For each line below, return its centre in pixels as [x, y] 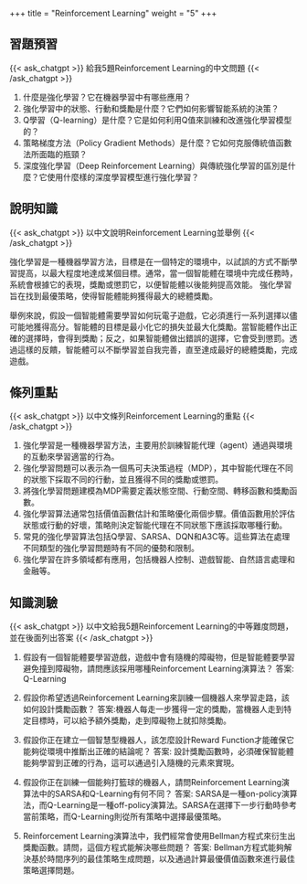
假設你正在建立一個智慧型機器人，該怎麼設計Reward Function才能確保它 [159, 740]
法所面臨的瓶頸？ [55, 154]
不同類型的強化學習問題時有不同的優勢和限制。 [111, 549]
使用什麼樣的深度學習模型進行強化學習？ [123, 176]
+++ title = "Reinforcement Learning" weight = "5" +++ [113, 13]
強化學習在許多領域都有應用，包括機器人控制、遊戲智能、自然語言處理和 [159, 559]
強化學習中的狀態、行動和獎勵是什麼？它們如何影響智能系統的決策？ [151, 108]
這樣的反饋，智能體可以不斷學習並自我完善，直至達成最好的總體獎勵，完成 [157, 349]
